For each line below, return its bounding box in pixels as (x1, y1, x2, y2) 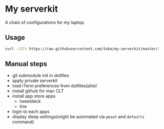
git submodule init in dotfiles (12, 73, 69, 79)
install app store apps (12, 93, 56, 99)
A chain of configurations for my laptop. (5, 19, 85, 25)
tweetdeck (19, 98, 41, 104)
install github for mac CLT (12, 88, 64, 94)
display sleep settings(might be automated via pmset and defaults (12, 114, 145, 120)
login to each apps (12, 109, 50, 114)
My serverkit (5, 3, 58, 15)
